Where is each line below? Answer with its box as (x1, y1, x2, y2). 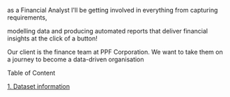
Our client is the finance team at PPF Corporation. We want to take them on (7, 48, 223, 56)
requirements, (7, 13, 47, 22)
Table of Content (7, 69, 56, 77)
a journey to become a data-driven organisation (7, 55, 144, 64)
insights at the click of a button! (7, 34, 98, 43)
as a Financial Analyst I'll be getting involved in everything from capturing (7, 6, 218, 14)
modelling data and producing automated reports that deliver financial (7, 27, 208, 35)
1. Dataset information (7, 82, 70, 90)
